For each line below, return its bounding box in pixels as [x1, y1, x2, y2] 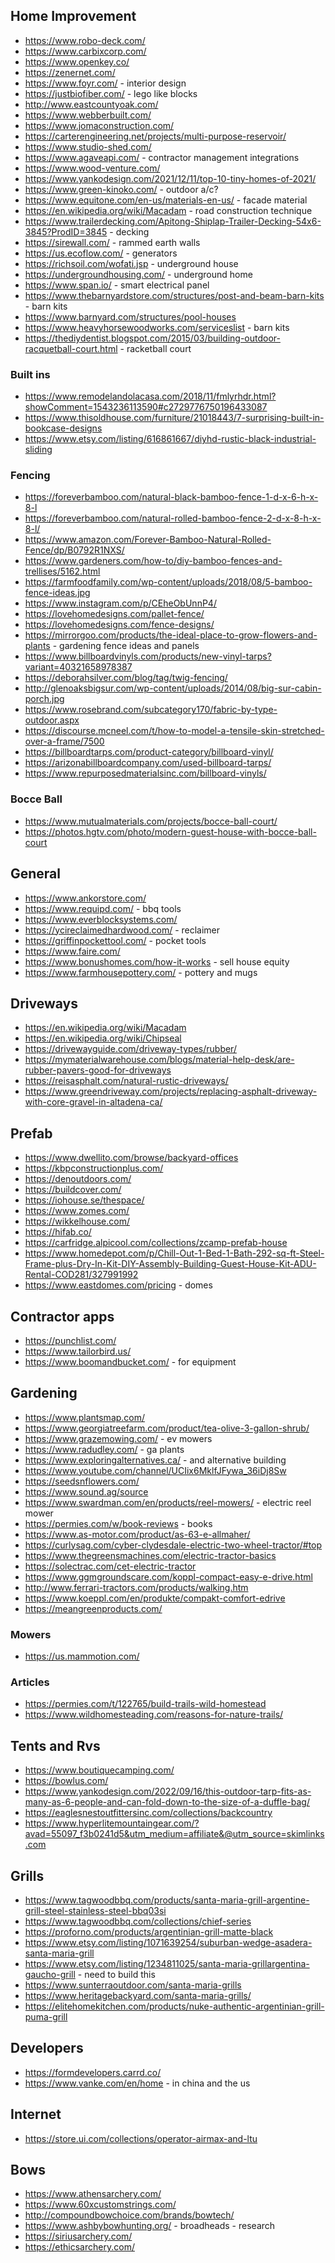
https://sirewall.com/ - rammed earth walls [24, 236, 201, 248]
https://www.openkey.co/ [24, 55, 130, 68]
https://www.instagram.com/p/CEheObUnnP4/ [24, 597, 217, 609]
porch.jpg [24, 693, 65, 705]
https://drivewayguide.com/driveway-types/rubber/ [24, 1043, 237, 1055]
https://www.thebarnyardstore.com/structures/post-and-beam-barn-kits [24, 289, 325, 301]
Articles [10, 1675, 50, 1689]
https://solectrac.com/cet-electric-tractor [24, 1560, 197, 1572]
